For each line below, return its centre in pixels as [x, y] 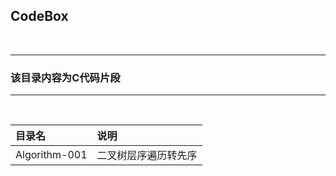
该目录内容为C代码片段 [65, 77]
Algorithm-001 [51, 155]
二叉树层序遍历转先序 [147, 156]
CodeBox [39, 16]
